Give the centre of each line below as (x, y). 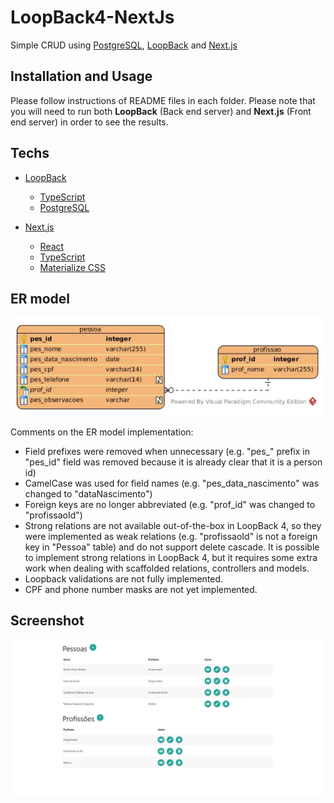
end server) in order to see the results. (89, 122)
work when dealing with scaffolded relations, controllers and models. (167, 568)
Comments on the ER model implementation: (102, 432)
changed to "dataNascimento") (88, 493)
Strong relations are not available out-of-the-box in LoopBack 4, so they (173, 525)
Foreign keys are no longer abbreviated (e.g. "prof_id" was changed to (170, 504)
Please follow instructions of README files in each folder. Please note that (163, 100)
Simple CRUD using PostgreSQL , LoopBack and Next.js (124, 45)
